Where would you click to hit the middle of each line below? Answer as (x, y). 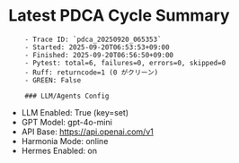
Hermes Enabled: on (59, 150)
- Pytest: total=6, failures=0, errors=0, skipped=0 (125, 63)
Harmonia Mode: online (65, 141)
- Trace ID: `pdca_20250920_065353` (93, 39)
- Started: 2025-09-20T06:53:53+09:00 (97, 47)
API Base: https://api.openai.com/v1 (87, 132)
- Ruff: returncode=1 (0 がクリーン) (92, 73)
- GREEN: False (53, 80)
